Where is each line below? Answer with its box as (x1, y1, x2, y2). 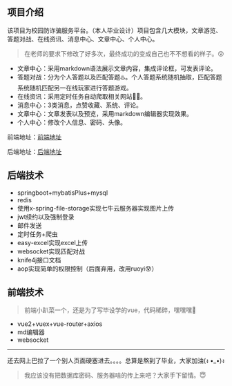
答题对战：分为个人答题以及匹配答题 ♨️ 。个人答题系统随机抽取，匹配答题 (17, 73, 222, 81)
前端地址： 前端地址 (7, 133, 62, 141)
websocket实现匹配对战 (17, 247, 85, 255)
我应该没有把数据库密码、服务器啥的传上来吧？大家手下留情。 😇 (23, 371, 206, 380)
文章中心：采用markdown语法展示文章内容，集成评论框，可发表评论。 (17, 64, 217, 73)
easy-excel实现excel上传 (17, 238, 88, 247)
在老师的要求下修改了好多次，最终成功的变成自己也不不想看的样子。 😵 (23, 49, 224, 57)
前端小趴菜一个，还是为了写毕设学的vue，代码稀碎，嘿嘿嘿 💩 (23, 306, 197, 314)
